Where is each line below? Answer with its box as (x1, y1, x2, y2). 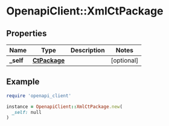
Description (70, 46, 105, 54)
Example (6, 77, 40, 87)
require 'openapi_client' (6, 92, 71, 99)
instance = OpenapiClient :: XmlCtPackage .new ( (6, 104, 123, 110)
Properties (6, 28, 47, 39)
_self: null (11, 109, 42, 115)
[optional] (110, 56, 139, 65)
